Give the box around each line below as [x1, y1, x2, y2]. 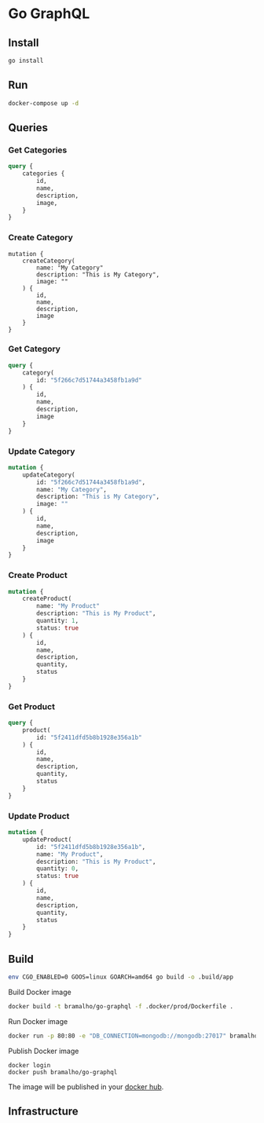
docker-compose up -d [8, 99, 79, 107]
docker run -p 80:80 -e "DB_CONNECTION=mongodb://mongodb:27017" [8, 1032, 226, 1040]
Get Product [8, 701, 55, 711]
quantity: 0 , [36, 865, 79, 872]
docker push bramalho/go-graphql [8, 1068, 118, 1076]
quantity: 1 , [36, 617, 79, 625]
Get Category [8, 343, 61, 354]
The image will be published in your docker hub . [8, 1081, 164, 1092]
